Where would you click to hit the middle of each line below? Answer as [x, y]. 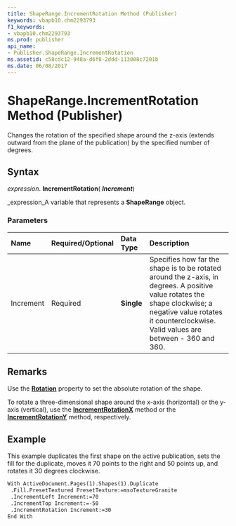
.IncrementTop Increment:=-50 [54, 503]
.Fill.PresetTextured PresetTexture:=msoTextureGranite [94, 491]
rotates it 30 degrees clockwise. [54, 471]
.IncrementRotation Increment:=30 [61, 510]
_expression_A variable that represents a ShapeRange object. [97, 202]
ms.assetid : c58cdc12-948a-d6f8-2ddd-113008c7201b [83, 60]
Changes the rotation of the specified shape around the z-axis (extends [111, 135]
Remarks [27, 372]
